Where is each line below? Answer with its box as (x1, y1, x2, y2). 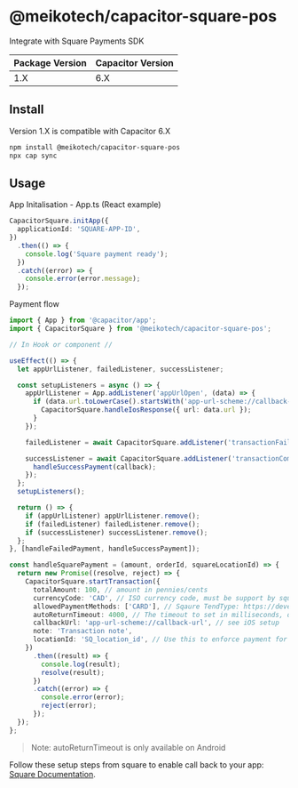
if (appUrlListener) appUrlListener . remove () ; (25, 511, 200, 520)
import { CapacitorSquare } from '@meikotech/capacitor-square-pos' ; (9, 325, 272, 334)
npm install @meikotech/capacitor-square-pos (9, 142, 180, 152)
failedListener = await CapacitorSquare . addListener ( (25, 438, 228, 446)
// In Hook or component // (9, 340, 114, 349)
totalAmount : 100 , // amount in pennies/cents (32, 585, 208, 594)
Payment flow (9, 299, 59, 310)
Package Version (13, 56, 87, 68)
